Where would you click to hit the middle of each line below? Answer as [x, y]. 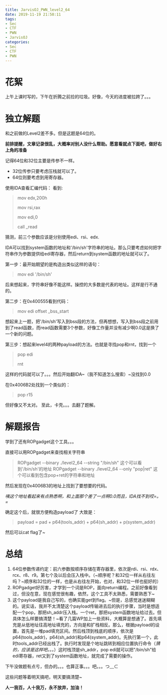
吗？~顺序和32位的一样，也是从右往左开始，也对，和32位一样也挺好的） [87, 581]
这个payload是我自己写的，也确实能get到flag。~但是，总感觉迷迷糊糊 [84, 600]
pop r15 [25, 395]
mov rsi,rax [29, 208]
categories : [17, 42]
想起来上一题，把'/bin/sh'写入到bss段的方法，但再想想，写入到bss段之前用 [82, 321]
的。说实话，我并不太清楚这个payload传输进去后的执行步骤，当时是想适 [86, 606]
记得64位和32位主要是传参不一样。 [41, 161]
